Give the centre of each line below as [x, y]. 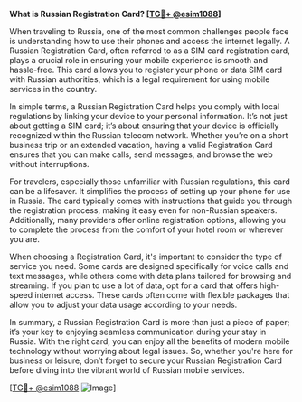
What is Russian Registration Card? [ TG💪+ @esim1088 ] [115, 14]
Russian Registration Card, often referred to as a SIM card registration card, [150, 51]
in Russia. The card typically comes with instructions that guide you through [151, 201]
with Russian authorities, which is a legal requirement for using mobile [140, 79]
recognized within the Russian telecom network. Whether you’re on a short [149, 135]
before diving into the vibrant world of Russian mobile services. [127, 370]
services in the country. [53, 89]
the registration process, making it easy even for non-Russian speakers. [143, 210]
